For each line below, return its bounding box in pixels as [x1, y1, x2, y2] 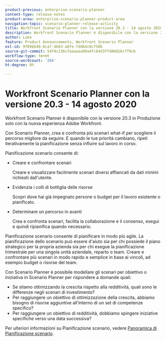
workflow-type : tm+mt [5, 53, 50, 58]
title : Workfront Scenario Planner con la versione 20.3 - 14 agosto [5, 26, 152, 31]
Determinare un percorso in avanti [12, 209, 82, 215]
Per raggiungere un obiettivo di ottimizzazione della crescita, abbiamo [12, 294, 155, 300]
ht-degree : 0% [5, 62, 35, 67]
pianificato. [12, 199, 36, 205]
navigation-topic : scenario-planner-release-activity [5, 21, 119, 26]
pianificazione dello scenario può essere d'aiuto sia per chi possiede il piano [5, 238, 161, 244]
